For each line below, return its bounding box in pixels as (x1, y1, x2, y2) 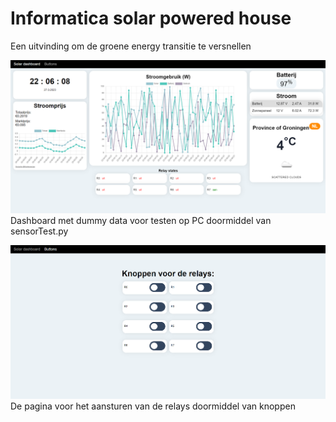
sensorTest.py (10, 225, 69, 237)
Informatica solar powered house (10, 7, 292, 30)
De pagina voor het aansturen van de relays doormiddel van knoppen (10, 400, 296, 412)
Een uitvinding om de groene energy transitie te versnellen (10, 40, 252, 52)
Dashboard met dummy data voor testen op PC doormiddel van (10, 215, 272, 227)
